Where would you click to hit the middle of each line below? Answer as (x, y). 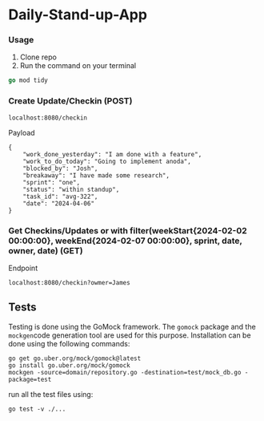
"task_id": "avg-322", (60, 196)
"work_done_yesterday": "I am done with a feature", (112, 154)
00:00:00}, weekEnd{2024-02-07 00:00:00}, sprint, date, (125, 241)
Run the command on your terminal (78, 66)
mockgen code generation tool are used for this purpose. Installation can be (130, 335)
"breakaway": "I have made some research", (96, 175)
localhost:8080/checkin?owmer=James (69, 282)
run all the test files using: (51, 394)
